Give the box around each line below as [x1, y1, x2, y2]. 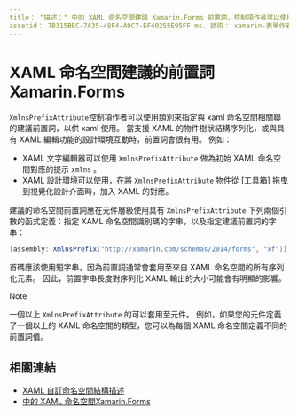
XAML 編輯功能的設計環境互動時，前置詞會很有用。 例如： [19, 134, 232, 145]
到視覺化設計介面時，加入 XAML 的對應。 [21, 186, 174, 197]
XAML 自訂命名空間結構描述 [21, 385, 125, 395]
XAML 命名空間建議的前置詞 [9, 62, 216, 82]
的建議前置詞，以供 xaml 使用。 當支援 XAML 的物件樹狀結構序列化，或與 [9, 123, 278, 134]
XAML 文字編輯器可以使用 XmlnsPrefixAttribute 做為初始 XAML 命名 [21, 153, 274, 164]
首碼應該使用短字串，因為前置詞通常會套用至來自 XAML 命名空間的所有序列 [9, 262, 285, 273]
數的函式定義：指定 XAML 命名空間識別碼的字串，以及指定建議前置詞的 [9, 216, 269, 227]
